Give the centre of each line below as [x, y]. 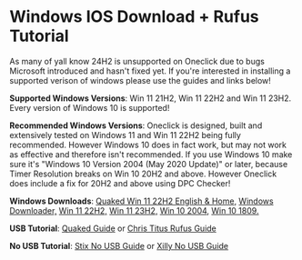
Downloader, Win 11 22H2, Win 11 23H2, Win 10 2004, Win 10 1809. [134, 210]
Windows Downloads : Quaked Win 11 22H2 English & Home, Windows [142, 201]
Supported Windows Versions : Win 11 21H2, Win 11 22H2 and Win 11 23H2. [151, 98]
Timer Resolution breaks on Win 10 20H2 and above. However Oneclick [143, 174]
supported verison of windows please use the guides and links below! [140, 80]
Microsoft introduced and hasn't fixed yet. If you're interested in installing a [150, 71]
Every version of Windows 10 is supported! [90, 107]
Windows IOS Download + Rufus [134, 17]
